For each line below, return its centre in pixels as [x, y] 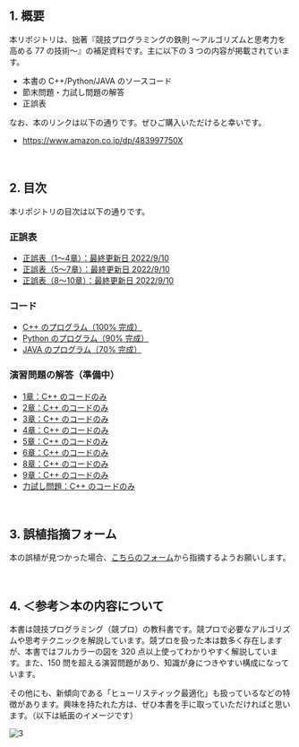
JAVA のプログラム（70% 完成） [82, 350]
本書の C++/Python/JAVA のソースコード [97, 81]
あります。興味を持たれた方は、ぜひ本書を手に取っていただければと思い [158, 704]
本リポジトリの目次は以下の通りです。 [80, 211]
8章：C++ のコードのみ [65, 464]
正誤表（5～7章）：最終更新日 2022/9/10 [96, 269]
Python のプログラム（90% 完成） [85, 338]
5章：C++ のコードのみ [65, 441]
